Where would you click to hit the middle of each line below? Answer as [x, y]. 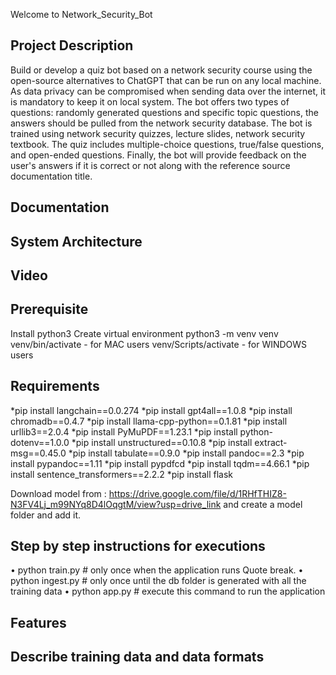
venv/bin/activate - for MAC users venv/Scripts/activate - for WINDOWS [159, 344]
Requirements [55, 386]
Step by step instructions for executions [138, 546]
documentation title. [51, 176]
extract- [271, 442]
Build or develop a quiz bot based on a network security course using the [161, 70]
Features [38, 622]
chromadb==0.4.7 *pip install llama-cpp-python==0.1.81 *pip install [149, 421]
